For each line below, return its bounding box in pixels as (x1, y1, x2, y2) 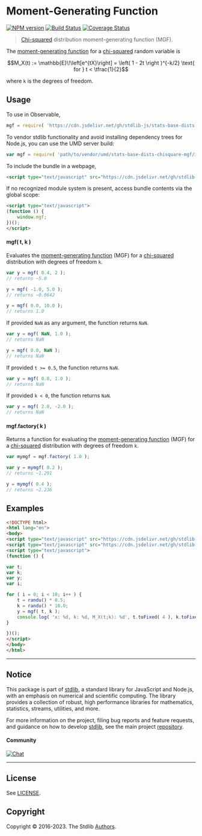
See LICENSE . (6, 789, 41, 796)
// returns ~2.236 (6, 486, 52, 492)
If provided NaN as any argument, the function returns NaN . (6, 319, 149, 327)
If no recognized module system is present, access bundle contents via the (6, 185, 192, 192)
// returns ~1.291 (6, 470, 52, 477)
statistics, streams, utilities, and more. (6, 705, 100, 712)
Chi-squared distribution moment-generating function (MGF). (20, 36, 173, 43)
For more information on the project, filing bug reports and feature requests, (6, 716, 194, 724)
